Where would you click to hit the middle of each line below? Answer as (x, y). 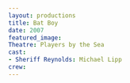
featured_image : (35, 38)
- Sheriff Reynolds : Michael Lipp (65, 60)
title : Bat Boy (33, 23)
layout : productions (42, 15)
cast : (17, 52)
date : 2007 (26, 30)
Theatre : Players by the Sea (56, 45)
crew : (17, 67)
